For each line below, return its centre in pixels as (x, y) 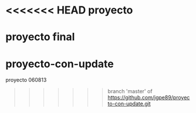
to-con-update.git (129, 104)
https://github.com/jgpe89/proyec (149, 98)
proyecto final (40, 37)
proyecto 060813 (26, 80)
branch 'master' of (130, 91)
